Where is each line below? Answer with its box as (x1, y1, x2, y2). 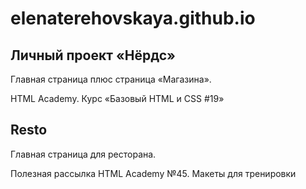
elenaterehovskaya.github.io (10, 7, 256, 30)
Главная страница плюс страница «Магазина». (10, 73, 212, 85)
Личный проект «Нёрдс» (10, 47, 176, 64)
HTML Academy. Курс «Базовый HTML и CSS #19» (10, 93, 225, 104)
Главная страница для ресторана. (10, 148, 157, 160)
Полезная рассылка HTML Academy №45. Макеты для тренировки (10, 167, 297, 179)
